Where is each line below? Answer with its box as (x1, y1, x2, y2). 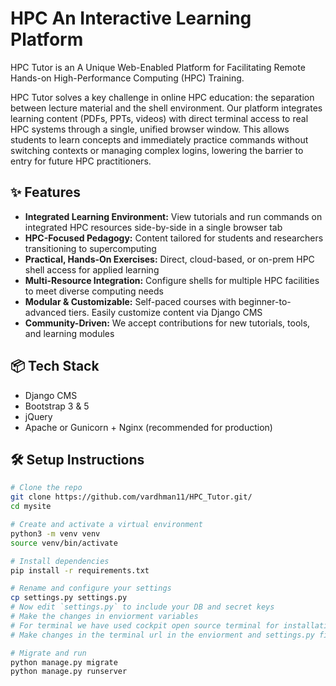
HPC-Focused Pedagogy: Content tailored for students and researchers (24, 232, 324, 244)
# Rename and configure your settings (10, 583, 172, 594)
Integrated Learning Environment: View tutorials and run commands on (24, 210, 323, 222)
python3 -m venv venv (10, 528, 101, 539)
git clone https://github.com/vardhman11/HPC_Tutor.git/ (10, 492, 253, 502)
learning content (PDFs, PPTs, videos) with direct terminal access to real (10, 112, 309, 124)
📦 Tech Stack (10, 358, 100, 375)
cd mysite (10, 502, 52, 512)
